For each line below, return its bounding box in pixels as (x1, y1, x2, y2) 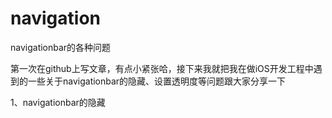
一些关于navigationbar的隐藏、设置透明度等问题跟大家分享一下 (27, 75, 287, 87)
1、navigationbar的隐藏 (10, 96, 106, 108)
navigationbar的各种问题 (10, 41, 112, 53)
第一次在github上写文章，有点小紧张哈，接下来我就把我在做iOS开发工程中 (10, 62, 314, 74)
